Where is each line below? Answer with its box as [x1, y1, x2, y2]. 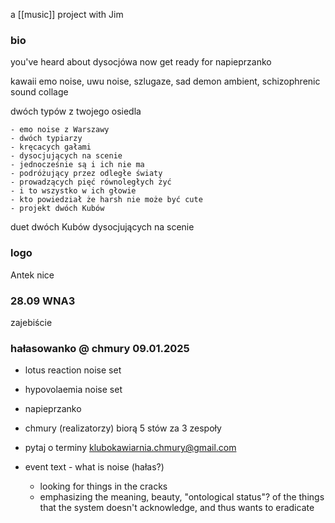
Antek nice [10, 269, 55, 281]
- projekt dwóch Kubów [10, 204, 105, 214]
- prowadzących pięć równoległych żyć [10, 177, 172, 188]
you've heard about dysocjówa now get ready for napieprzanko [10, 56, 272, 68]
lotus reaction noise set [24, 364, 122, 376]
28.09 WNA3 [10, 294, 76, 308]
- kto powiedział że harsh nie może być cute [10, 195, 203, 205]
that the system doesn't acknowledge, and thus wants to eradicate [39, 502, 315, 514]
